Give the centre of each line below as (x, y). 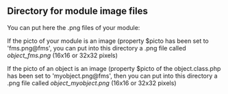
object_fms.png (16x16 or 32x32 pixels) (63, 55)
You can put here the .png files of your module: (74, 27)
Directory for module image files (78, 11)
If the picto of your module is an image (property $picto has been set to (108, 41)
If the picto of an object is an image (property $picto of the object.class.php (114, 68)
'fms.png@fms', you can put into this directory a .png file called (97, 48)
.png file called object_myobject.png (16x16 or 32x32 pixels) (92, 83)
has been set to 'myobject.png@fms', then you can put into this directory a (112, 76)
